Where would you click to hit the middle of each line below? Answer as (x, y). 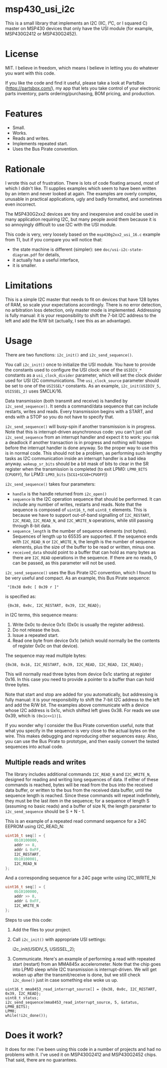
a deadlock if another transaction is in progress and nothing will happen (79, 442)
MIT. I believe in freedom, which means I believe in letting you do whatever (82, 68)
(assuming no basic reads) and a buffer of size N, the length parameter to (81, 806)
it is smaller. (25, 265)
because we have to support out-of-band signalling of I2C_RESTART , (82, 515)
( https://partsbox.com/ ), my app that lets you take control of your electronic (83, 88)
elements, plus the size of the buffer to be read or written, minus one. (83, 547)
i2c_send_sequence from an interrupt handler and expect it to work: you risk (82, 437)
